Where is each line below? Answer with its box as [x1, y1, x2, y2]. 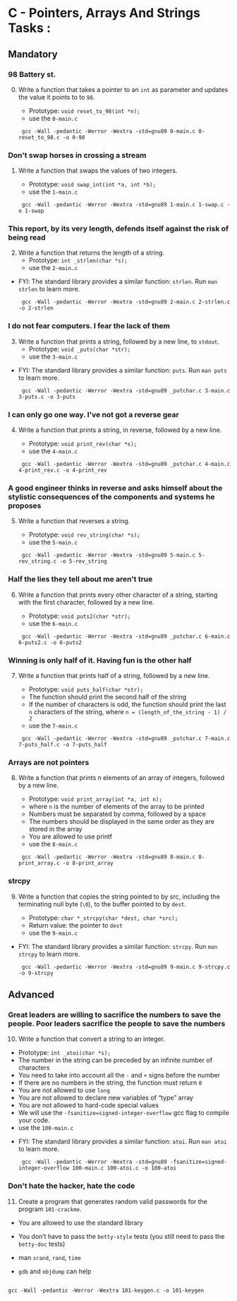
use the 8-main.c [28, 840, 78, 848]
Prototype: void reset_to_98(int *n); [28, 106, 140, 115]
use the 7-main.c [28, 721, 78, 730]
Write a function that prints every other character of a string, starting [18, 590, 218, 599]
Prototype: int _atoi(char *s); [18, 1049, 111, 1057]
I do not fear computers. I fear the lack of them [8, 321, 170, 331]
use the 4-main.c [28, 447, 78, 455]
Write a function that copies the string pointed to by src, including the [18, 892, 221, 901]
